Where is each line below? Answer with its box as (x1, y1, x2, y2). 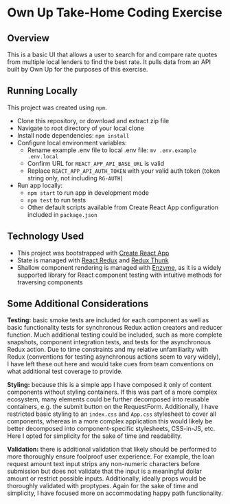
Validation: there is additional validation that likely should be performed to (7, 445, 218, 454)
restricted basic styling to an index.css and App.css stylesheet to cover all (7, 410, 216, 418)
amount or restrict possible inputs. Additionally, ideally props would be (7, 474, 207, 483)
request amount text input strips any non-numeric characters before (7, 460, 200, 468)
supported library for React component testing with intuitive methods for (16, 271, 222, 279)
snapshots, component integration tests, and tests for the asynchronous (7, 338, 211, 346)
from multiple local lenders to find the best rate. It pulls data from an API (7, 58, 211, 66)
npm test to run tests (27, 196, 87, 204)
